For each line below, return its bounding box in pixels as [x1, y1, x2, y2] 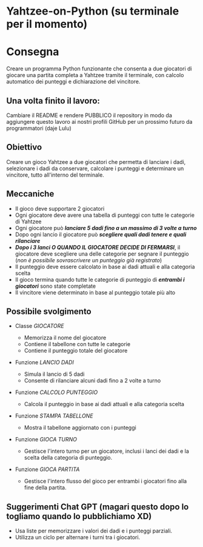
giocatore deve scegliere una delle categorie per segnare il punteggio [15, 250, 189, 257]
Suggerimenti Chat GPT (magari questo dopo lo [6, 501, 189, 512]
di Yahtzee [15, 217, 42, 225]
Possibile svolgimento [6, 306, 92, 316]
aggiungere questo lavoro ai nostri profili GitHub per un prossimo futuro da [6, 118, 193, 125]
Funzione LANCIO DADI [15, 359, 74, 366]
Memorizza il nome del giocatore [24, 334, 107, 341]
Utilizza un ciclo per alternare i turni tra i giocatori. [15, 534, 141, 541]
